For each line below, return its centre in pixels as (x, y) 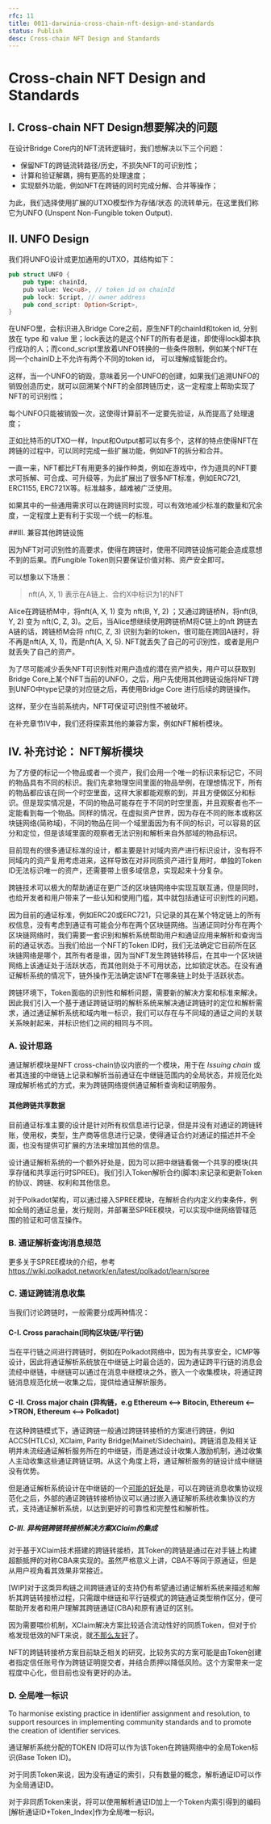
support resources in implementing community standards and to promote (130, 1721)
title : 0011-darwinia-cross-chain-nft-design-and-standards (112, 23)
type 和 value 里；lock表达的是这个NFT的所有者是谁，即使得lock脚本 (139, 339)
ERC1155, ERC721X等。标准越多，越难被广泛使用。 (92, 488)
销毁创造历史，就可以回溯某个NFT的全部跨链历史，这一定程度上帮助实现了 (132, 386)
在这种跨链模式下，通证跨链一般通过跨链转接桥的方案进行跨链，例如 (121, 1430)
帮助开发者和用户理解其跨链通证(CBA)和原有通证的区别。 (103, 1607)
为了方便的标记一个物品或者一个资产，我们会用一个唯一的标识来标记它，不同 (135, 773)
